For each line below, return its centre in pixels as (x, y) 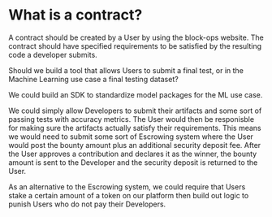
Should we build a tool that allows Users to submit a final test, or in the (126, 70)
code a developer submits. (53, 54)
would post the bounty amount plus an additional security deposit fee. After (135, 145)
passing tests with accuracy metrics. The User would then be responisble (131, 119)
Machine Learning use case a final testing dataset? (93, 79)
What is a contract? (76, 15)
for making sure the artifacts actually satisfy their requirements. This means (135, 128)
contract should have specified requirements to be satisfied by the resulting (135, 46)
